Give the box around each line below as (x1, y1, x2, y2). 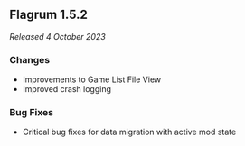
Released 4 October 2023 (9, 31, 106, 41)
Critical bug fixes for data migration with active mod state (22, 126, 237, 138)
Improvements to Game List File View (22, 74, 161, 85)
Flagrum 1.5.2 (9, 7, 88, 23)
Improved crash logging (22, 84, 111, 95)
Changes (9, 53, 51, 66)
